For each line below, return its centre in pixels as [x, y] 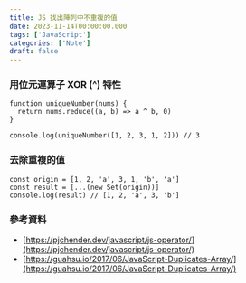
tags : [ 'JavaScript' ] [50, 34]
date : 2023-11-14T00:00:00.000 [68, 26]
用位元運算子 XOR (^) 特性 [66, 85]
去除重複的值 [38, 160]
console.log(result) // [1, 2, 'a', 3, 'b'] [95, 195]
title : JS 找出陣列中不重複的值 [63, 18]
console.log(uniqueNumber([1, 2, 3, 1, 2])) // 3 [105, 136]
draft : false [34, 52]
